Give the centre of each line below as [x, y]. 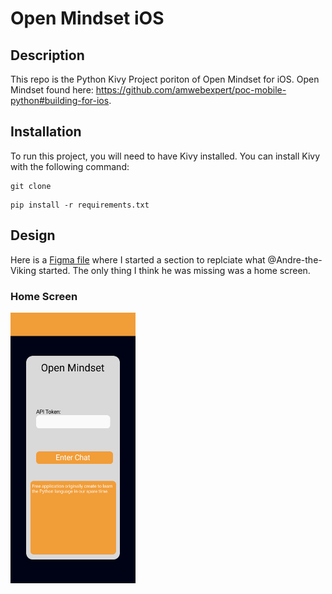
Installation [46, 132]
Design [33, 235]
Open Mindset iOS [87, 18]
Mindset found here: [52, 90]
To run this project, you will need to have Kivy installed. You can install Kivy [165, 156]
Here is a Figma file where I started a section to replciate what [138, 259]
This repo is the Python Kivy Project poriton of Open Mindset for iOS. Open [165, 79]
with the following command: [70, 166]
